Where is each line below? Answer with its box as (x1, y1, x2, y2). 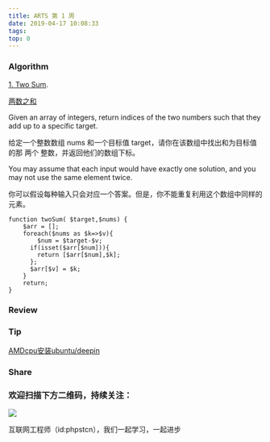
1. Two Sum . (8, 79, 48, 89)
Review (8, 305, 38, 316)
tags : (8, 27, 27, 35)
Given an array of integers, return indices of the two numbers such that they (8, 112, 261, 122)
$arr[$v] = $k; (29, 264, 81, 273)
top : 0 (8, 34, 31, 43)
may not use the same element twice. (8, 172, 133, 182)
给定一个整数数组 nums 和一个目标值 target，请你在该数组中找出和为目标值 (8, 137, 257, 147)
